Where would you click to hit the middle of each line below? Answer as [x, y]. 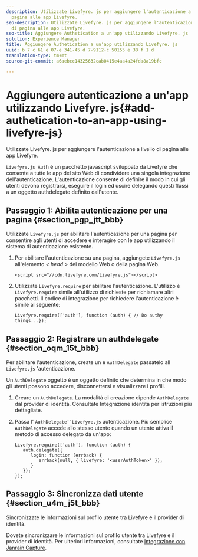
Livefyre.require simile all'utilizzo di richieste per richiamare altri [94, 292]
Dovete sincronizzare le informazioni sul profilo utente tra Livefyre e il [90, 535]
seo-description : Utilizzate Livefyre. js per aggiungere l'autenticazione [101, 22]
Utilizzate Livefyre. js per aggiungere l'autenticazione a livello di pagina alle [98, 149]
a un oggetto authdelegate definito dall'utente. [62, 192]
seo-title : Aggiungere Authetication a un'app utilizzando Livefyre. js [97, 34]
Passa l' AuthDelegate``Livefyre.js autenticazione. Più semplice [93, 422]
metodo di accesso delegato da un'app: [63, 434]
